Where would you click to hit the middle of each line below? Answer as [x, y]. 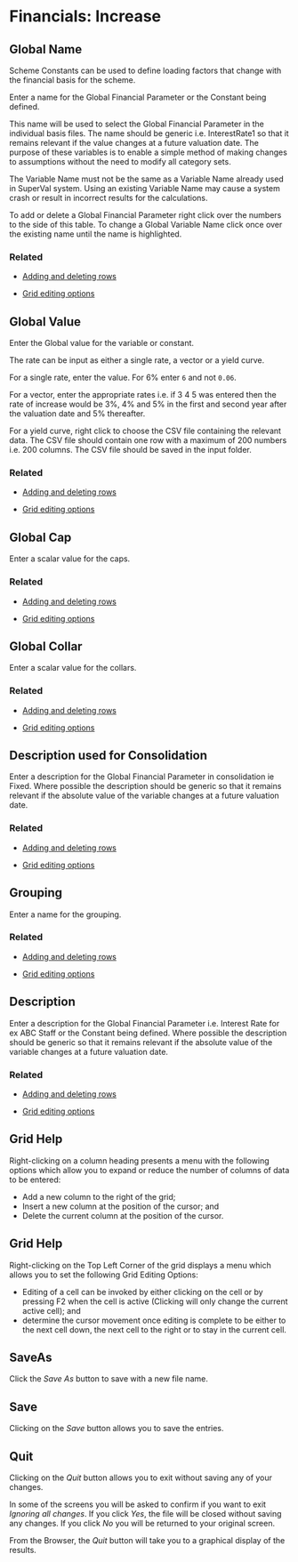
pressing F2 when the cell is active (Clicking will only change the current [155, 1301]
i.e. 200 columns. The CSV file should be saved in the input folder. [130, 450]
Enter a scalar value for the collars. [73, 668]
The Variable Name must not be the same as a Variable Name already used [147, 179]
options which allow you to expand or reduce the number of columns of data [149, 1170]
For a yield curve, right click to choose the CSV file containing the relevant [145, 431]
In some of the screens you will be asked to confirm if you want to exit [138, 1504]
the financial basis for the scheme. [72, 80]
